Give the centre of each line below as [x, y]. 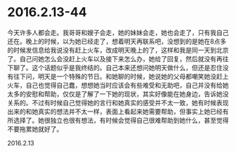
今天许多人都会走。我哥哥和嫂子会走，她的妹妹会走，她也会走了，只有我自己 [118, 32]
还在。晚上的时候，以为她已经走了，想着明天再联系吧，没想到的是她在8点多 [117, 41]
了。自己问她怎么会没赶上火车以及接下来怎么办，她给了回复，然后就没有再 [115, 59]
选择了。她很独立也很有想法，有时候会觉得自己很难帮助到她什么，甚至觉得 [121, 120]
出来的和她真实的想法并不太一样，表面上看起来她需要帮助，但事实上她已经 [115, 111]
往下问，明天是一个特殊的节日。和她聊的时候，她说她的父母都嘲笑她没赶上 [121, 76]
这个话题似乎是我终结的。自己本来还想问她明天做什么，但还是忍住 [127, 67]
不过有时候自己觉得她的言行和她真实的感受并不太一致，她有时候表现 [130, 102]
